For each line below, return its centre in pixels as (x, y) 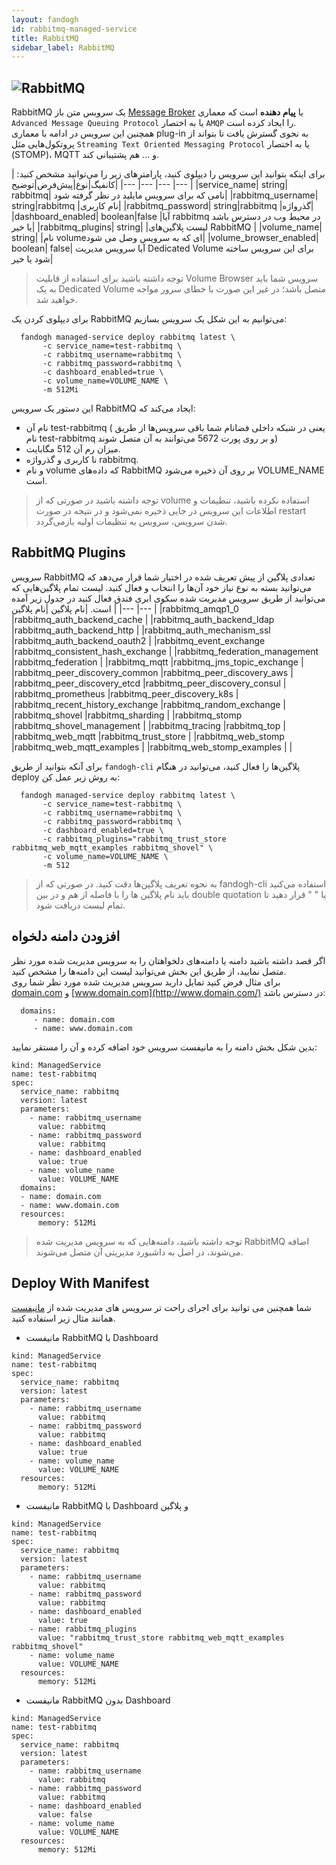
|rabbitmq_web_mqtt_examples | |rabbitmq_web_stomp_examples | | (152, 747)
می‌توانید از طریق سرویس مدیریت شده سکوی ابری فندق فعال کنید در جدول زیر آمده (168, 598)
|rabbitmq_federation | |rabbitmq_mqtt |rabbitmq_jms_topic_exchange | (157, 662)
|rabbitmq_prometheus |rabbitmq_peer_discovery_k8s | (125, 693)
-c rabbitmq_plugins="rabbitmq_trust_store (134, 839)
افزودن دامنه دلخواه (66, 936)
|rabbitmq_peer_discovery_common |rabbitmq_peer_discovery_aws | (152, 672)
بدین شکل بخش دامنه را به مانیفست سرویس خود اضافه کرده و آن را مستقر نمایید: (164, 1047)
